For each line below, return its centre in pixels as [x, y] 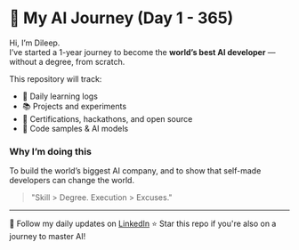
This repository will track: [56, 78]
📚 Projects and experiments [74, 106]
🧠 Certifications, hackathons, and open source [107, 118]
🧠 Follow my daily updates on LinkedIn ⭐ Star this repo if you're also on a [143, 224]
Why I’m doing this [50, 151]
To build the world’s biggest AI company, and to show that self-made [135, 171]
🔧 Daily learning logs [60, 96]
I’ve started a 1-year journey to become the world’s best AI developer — [142, 52]
